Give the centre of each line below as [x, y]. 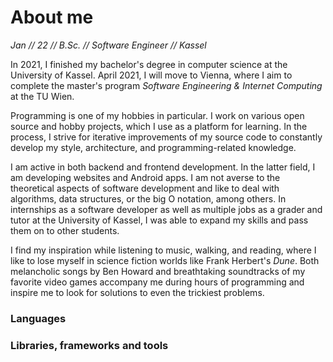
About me [52, 17]
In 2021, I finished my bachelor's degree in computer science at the [149, 64]
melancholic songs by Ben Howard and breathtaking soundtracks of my [158, 271]
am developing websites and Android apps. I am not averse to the [145, 177]
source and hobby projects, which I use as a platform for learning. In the [159, 126]
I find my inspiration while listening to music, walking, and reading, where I [163, 250]
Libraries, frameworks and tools [89, 345]
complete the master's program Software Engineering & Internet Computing [166, 85]
